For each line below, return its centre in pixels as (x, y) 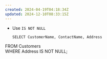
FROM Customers (23, 46)
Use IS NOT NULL (29, 28)
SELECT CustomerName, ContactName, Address (57, 37)
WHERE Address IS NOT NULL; (36, 51)
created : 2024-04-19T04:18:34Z (37, 10)
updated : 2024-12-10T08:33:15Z (37, 14)
